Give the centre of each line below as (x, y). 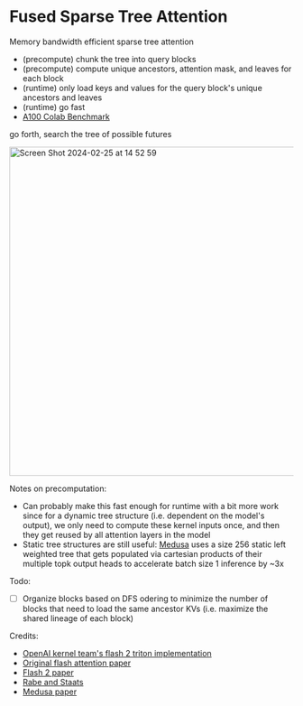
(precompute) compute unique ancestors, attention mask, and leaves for (157, 69)
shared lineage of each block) (78, 618)
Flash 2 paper (48, 673)
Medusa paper (50, 692)
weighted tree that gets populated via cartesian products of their (142, 553)
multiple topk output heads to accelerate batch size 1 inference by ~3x (153, 563)
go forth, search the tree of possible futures (91, 134)
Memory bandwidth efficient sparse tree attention (101, 42)
